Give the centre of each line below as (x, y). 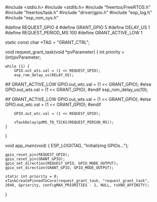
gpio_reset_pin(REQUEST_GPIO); (37, 155)
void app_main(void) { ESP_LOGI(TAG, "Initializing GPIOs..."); (67, 146)
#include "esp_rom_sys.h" (32, 18)
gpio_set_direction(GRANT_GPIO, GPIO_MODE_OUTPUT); (59, 168)
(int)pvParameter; (23, 57)
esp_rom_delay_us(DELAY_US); (44, 75)
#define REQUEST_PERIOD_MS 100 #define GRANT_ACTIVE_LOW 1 (74, 33)
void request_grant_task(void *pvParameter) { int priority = (65, 52)
